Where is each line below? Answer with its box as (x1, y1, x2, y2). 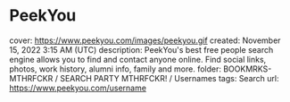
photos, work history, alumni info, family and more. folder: (9, 64, 221, 74)
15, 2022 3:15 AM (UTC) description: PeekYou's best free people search (9, 44, 274, 55)
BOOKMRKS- (222, 64, 272, 74)
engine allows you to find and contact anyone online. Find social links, (9, 54, 267, 64)
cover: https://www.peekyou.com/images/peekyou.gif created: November (9, 35, 281, 46)
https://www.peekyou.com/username (9, 82, 147, 93)
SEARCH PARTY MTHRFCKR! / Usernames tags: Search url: (59, 72, 279, 83)
